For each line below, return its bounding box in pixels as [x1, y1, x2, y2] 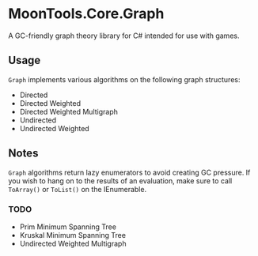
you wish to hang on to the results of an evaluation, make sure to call [8, 175, 233, 186]
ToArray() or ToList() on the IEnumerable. [8, 184, 147, 194]
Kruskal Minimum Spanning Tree [19, 230, 127, 239]
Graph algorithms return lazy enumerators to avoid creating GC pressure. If [8, 168, 251, 177]
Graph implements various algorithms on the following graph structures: [8, 74, 241, 84]
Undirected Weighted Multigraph [19, 239, 127, 248]
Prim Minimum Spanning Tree [19, 222, 117, 232]
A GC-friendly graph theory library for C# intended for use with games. [8, 31, 240, 40]
